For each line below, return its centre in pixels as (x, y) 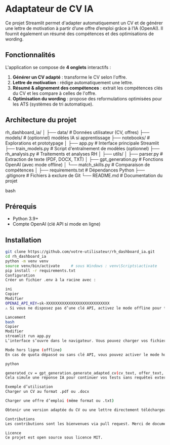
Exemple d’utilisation (29, 387)
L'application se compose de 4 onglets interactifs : (58, 67)
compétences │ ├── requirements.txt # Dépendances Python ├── (75, 170)
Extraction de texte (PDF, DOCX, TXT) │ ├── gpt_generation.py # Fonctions (84, 159)
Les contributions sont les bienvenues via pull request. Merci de (78, 424)
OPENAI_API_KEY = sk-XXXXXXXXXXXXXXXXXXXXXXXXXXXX (57, 303)
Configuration (20, 275)
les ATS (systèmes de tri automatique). (53, 104)
